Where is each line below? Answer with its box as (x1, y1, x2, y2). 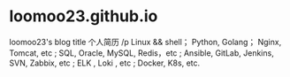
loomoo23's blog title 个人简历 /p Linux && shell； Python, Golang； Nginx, (9, 36, 282, 47)
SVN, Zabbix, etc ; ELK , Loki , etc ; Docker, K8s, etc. (9, 58, 201, 68)
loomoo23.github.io (9, 6, 158, 27)
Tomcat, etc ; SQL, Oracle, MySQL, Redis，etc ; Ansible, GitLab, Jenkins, (9, 47, 274, 58)
